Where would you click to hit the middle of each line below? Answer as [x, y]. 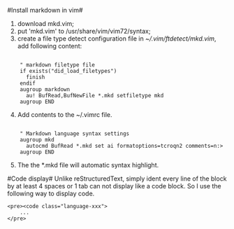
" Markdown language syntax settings [75, 134]
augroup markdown [45, 90]
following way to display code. [51, 193]
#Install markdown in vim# [45, 10]
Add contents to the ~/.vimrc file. [65, 114]
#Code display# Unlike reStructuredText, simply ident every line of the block [117, 179]
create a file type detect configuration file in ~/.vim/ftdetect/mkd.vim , [117, 39]
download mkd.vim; [46, 23]
